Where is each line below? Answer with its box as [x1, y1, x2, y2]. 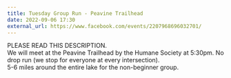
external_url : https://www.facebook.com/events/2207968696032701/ [7, 23, 202, 29]
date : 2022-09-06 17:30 [7, 16, 76, 23]
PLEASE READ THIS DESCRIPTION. [7, 42, 108, 50]
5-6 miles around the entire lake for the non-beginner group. [7, 63, 179, 72]
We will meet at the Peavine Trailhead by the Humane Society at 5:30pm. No [7, 49, 224, 57]
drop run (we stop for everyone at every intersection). [7, 56, 160, 64]
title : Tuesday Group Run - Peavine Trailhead [7, 10, 143, 17]
